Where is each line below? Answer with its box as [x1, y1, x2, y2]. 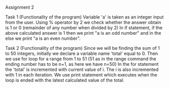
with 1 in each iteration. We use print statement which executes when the [5, 72, 157, 77]
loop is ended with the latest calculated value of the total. [5, 77, 125, 83]
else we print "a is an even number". [5, 35, 81, 41]
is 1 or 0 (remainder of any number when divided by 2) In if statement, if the [5, 25, 163, 31]
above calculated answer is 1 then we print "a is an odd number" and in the [5, 30, 161, 36]
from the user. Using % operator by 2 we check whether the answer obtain [5, 20, 161, 25]
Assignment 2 [5, 5, 34, 10]
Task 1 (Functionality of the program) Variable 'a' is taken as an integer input [5, 14, 164, 20]
